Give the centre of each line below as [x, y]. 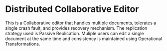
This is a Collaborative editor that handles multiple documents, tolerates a [81, 23]
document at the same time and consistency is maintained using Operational [84, 39]
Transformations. [23, 44]
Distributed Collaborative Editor [72, 9]
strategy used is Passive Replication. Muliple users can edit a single [75, 33]
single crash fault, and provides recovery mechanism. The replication [76, 28]
